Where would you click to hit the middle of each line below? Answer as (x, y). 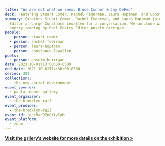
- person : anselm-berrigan (37, 60)
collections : (18, 78)
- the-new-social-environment (40, 83)
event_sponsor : (21, 87)
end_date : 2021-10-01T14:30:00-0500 (42, 69)
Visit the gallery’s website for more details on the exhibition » (69, 138)
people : (13, 32)
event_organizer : (23, 96)
